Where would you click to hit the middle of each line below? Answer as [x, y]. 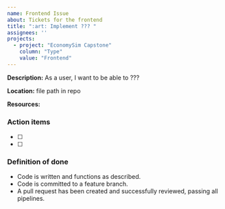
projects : [21, 39]
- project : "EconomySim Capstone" [62, 45]
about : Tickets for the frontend [55, 20]
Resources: [24, 104]
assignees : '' [27, 33]
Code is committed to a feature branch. [72, 184]
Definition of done [38, 162]
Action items [29, 122]
